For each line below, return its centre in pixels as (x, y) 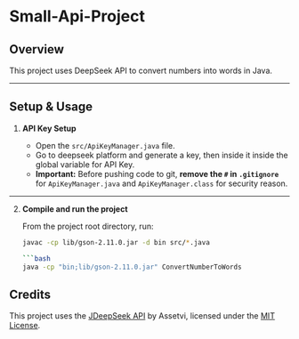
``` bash (36, 258)
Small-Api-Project (77, 16)
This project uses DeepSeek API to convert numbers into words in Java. (141, 70)
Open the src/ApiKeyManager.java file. (105, 145)
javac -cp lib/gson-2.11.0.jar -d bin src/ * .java (116, 242)
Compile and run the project (75, 209)
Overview (37, 49)
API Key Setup (49, 128)
